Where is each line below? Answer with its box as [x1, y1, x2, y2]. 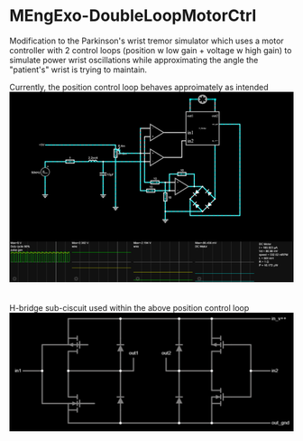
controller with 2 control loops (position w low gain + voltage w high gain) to [9, 44, 292, 55]
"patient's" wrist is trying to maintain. [9, 64, 147, 75]
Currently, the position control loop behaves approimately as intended [9, 81, 269, 92]
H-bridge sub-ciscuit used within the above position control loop [9, 302, 250, 313]
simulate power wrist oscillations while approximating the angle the [9, 54, 259, 65]
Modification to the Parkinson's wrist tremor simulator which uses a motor [9, 35, 284, 46]
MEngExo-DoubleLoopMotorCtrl [9, 5, 257, 26]
